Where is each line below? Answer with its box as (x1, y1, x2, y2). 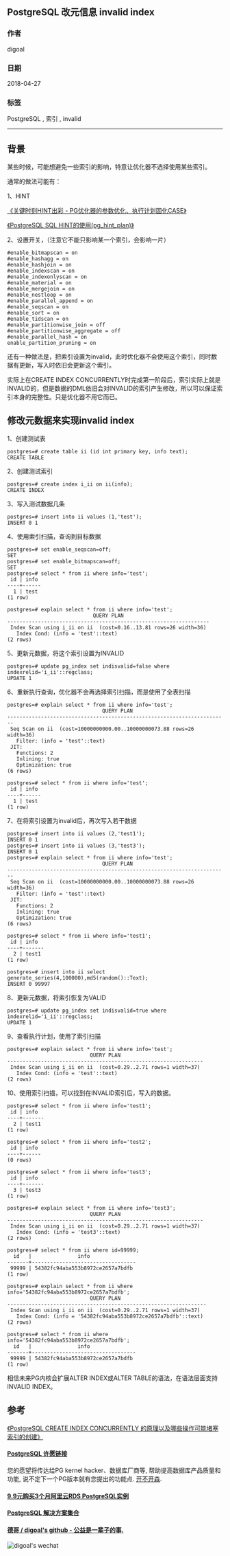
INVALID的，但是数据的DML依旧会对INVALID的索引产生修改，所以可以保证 (7, 384, 217, 393)
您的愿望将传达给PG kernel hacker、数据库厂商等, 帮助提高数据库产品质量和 (7, 1466, 221, 1474)
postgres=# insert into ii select (7, 968, 106, 976)
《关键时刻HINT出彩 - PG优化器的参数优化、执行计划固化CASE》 (7, 207, 187, 215)
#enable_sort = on (7, 310, 60, 317)
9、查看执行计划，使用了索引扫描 (7, 1032, 101, 1040)
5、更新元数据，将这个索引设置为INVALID (7, 649, 125, 657)
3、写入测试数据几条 (7, 499, 65, 508)
